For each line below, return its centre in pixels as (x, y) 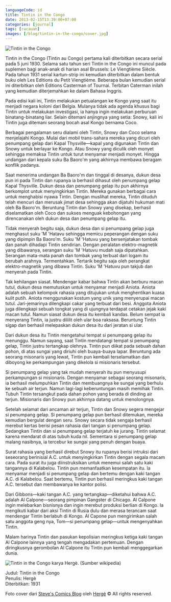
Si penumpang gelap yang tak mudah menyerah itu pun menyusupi (76, 372)
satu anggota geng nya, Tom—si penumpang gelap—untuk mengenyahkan (84, 521)
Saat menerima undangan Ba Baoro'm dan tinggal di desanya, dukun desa (83, 175)
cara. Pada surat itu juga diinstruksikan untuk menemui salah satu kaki (79, 463)
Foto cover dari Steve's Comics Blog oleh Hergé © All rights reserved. (79, 594)
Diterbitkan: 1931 (23, 584)
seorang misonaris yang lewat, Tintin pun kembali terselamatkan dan (78, 357)
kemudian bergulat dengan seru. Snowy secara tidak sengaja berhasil (79, 420)
